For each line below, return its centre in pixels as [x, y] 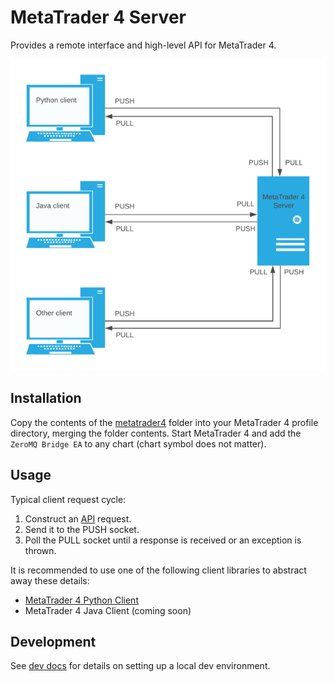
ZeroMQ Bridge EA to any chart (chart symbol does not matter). [138, 443]
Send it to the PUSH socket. [82, 529]
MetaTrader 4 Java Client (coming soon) [108, 610]
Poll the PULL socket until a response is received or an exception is [163, 540]
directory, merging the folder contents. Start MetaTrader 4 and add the [156, 433]
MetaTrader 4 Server [98, 17]
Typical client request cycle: [68, 499]
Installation [46, 398]
